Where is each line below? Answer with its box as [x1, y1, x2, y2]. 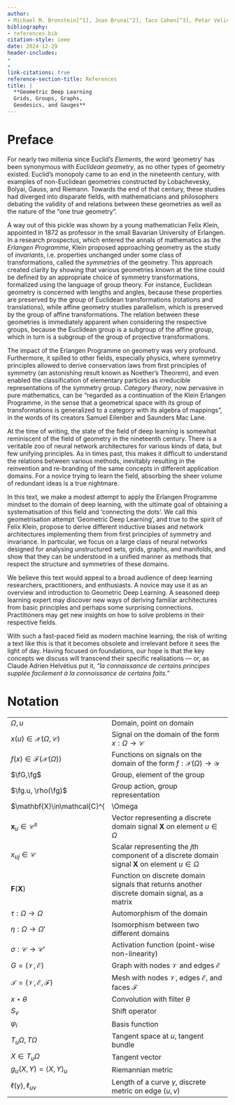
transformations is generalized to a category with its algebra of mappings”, [7, 406, 222, 414]
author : [7, 10, 30, 18]
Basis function [111, 1019, 159, 1029]
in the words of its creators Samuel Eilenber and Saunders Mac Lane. [7, 413, 206, 422]
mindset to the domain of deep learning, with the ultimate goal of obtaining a [7, 500, 228, 509]
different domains [111, 928, 170, 938]
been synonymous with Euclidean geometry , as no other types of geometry [7, 162, 225, 170]
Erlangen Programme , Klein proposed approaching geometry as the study [7, 243, 221, 251]
